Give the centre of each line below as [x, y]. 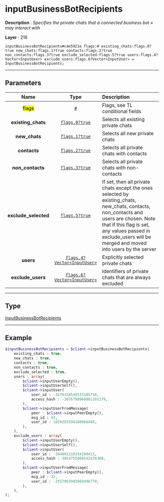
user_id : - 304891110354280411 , [64, 454]
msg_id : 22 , [44, 477]
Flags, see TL [117, 105]
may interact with [23, 27]
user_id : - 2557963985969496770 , [65, 481]
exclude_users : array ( [38, 436]
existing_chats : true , [38, 354]
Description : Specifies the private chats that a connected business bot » [79, 23]
